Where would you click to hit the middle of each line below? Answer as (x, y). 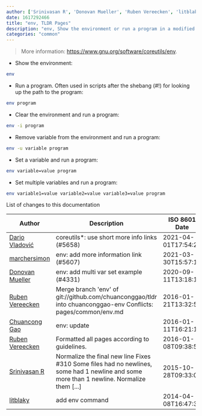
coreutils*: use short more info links (107, 238)
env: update (73, 326)
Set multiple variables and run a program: (66, 182)
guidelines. (72, 347)
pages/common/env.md (90, 312)
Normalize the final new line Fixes (103, 356)
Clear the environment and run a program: (67, 115)
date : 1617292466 (28, 17)
